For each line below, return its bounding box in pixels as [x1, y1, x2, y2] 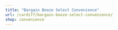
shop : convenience [5, 17, 44, 22]
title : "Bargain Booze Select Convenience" [5, 7, 100, 13]
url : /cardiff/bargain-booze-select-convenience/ [5, 12, 113, 17]
